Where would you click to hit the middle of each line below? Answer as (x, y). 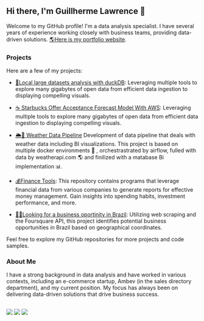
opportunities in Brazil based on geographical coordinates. (89, 228)
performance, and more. (46, 203)
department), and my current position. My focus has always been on (92, 288)
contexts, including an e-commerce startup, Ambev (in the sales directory (99, 281)
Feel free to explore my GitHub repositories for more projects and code (95, 239)
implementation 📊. (39, 167)
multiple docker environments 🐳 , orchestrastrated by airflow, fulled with (106, 151)
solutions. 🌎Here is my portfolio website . (75, 39)
